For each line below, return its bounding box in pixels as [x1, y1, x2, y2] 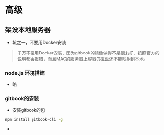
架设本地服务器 [5, 26, 51, 34]
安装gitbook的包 [12, 107, 45, 113]
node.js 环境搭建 [5, 69, 45, 76]
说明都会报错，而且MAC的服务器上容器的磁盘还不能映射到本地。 [17, 56, 148, 62]
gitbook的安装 [5, 95, 39, 102]
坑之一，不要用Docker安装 [12, 40, 66, 45]
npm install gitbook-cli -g [5, 117, 63, 122]
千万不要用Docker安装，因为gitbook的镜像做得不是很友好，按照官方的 [17, 50, 160, 55]
